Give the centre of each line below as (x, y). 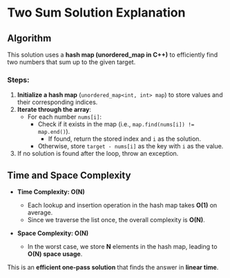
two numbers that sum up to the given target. (71, 62)
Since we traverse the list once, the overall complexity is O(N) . (116, 220)
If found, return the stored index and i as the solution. (125, 139)
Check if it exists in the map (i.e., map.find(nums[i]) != (116, 124)
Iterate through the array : (54, 110)
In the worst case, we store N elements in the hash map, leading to (122, 247)
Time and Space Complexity (69, 175)
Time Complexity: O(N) (51, 192)
